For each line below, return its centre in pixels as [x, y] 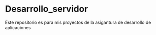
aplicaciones [18, 27]
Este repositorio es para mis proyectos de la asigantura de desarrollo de [78, 22]
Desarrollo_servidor [47, 9]
